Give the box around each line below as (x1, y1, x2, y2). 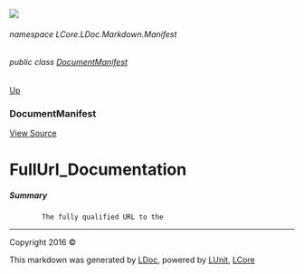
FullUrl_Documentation (9, 159, 187, 180)
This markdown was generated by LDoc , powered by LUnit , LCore (9, 254, 255, 266)
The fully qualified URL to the (42, 213, 165, 222)
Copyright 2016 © (9, 237, 77, 248)
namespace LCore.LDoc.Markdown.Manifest (9, 28, 177, 40)
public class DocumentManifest (9, 57, 128, 68)
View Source (9, 128, 57, 139)
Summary (9, 190, 48, 201)
